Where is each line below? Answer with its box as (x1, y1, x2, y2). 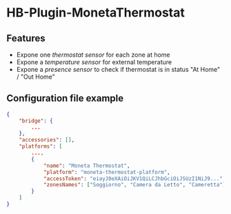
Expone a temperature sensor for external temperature (16, 58, 172, 66)
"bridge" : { (19, 117, 53, 124)
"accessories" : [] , (19, 137, 75, 144)
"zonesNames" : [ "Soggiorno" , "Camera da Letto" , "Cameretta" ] (43, 182, 226, 188)
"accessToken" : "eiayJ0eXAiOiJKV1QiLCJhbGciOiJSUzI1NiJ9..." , (43, 175, 226, 182)
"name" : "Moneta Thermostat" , (43, 162, 130, 169)
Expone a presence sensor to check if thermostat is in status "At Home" (16, 66, 221, 73)
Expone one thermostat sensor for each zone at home (16, 50, 170, 59)
